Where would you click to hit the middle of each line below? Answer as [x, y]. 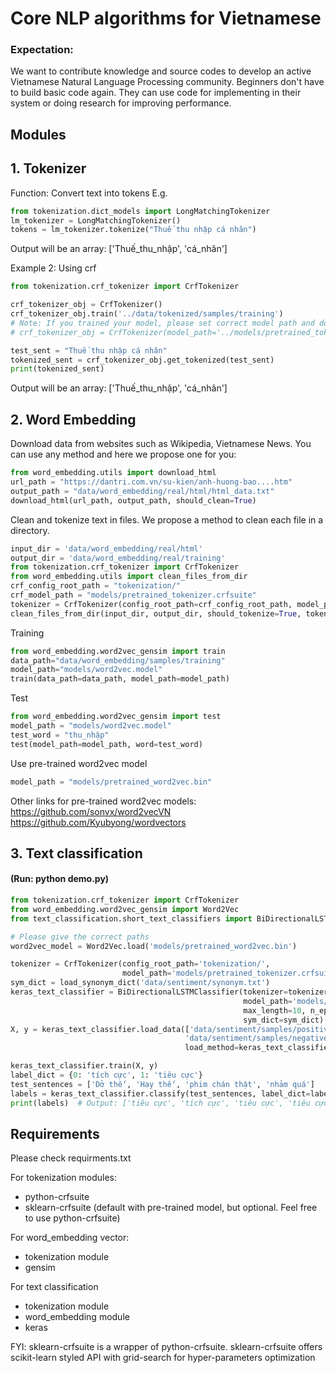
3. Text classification [76, 853]
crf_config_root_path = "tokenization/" [96, 586]
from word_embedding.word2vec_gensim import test [116, 717]
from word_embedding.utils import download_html [113, 473]
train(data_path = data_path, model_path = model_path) [120, 679]
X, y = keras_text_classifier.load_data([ [100, 1029]
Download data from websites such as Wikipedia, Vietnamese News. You [161, 444]
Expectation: [42, 50]
